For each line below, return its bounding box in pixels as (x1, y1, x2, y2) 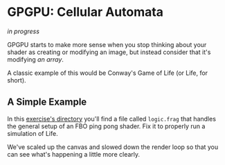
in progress (7, 27, 40, 35)
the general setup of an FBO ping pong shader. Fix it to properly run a (7, 122, 206, 130)
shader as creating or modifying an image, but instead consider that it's (7, 48, 211, 56)
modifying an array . (7, 55, 64, 63)
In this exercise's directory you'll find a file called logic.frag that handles (7, 114, 217, 123)
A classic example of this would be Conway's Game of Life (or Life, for (7, 69, 208, 77)
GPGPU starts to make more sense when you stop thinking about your (7, 40, 207, 49)
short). (7, 76, 26, 84)
